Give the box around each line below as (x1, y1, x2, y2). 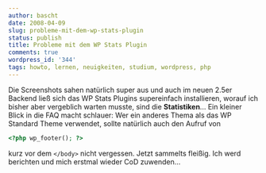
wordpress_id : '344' (8, 56, 77, 64)
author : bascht (8, 11, 59, 20)
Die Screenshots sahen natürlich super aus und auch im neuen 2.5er (8, 85, 233, 94)
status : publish (8, 33, 62, 42)
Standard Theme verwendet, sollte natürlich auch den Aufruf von (8, 118, 221, 128)
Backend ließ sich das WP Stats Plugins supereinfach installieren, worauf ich (8, 93, 259, 103)
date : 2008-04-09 (8, 19, 66, 27)
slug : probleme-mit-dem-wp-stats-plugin (8, 26, 145, 34)
